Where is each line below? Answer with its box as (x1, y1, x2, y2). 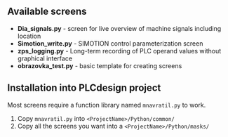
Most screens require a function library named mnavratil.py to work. (7, 100, 206, 109)
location (17, 32, 41, 40)
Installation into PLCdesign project (7, 82, 161, 94)
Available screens (7, 6, 87, 18)
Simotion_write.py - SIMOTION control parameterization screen (17, 39, 203, 48)
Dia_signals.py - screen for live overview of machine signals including (17, 24, 222, 32)
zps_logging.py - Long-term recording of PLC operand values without (17, 46, 222, 55)
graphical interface (17, 54, 72, 63)
